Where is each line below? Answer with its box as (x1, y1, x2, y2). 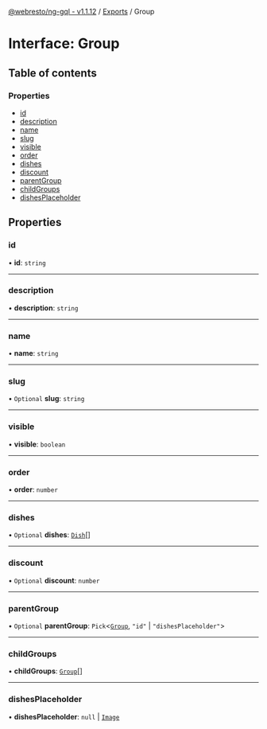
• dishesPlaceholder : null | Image (8, 711, 120, 721)
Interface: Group (8, 35, 120, 53)
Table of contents (8, 66, 97, 80)
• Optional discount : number (8, 575, 100, 585)
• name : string (8, 349, 59, 358)
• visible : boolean (8, 439, 66, 449)
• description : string (8, 302, 79, 313)
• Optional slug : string (8, 394, 85, 403)
